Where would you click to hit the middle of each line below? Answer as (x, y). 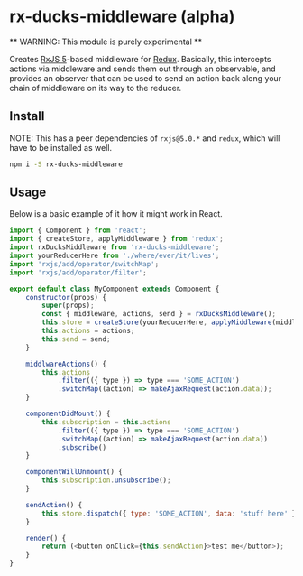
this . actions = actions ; (88, 331)
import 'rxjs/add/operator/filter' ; (78, 273)
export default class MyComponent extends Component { (115, 289)
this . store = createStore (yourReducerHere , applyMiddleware (157, 322)
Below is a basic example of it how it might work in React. (116, 214)
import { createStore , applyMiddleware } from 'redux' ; (116, 239)
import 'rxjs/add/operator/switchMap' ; (84, 264)
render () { (46, 538)
